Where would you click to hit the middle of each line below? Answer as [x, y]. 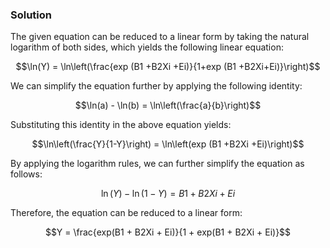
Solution [31, 15]
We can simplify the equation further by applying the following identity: [156, 86]
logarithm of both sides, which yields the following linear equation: [147, 47]
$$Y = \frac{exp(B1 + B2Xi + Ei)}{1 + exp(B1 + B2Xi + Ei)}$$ [168, 232]
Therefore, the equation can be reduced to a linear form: [126, 213]
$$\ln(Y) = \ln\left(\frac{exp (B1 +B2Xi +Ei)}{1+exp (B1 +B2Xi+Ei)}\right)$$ [168, 67]
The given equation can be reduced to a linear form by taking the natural [160, 37]
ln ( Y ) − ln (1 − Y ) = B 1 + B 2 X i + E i [168, 194]
